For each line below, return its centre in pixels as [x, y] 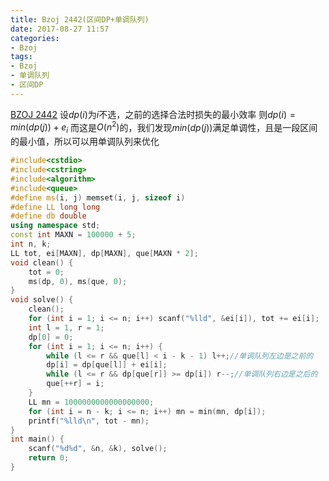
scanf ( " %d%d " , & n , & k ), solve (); [98, 449]
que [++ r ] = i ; [75, 384]
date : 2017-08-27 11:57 [60, 29]
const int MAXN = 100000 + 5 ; [73, 235]
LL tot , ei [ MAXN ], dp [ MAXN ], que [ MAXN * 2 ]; [104, 253]
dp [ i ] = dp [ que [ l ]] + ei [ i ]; [107, 365]
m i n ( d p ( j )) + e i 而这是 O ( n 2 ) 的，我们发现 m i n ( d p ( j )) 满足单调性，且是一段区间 [164, 127]
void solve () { [42, 300]
